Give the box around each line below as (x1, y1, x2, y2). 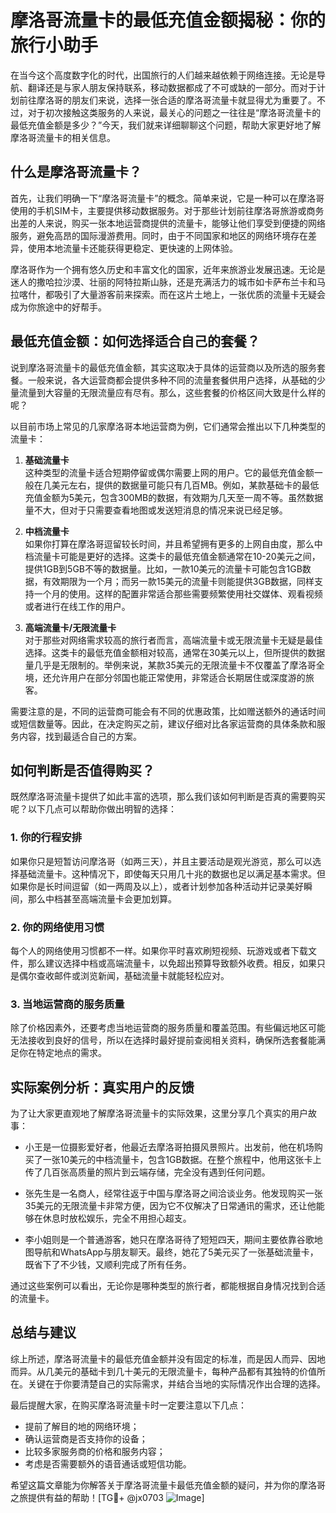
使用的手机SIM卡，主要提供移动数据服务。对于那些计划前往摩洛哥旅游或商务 (10, 204, 325, 216)
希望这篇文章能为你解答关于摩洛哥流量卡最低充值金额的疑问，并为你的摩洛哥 (10, 1479, 326, 1491)
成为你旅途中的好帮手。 (10, 301, 107, 313)
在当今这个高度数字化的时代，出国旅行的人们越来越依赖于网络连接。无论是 (10, 69, 317, 81)
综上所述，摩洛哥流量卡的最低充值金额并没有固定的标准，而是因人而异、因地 (10, 1352, 326, 1365)
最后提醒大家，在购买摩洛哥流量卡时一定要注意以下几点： (10, 1399, 247, 1411)
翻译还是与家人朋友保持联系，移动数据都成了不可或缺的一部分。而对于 (27, 81, 317, 93)
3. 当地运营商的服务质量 (10, 997, 125, 1011)
